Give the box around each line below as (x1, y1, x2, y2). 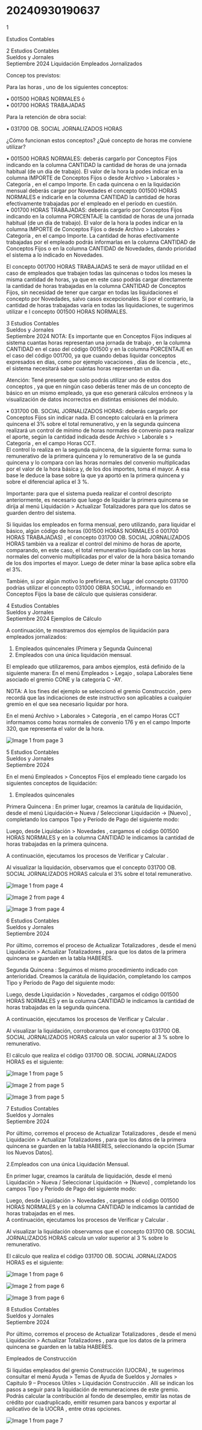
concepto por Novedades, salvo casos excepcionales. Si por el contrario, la (6, 295, 194, 302)
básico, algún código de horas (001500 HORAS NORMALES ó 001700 (6, 527, 179, 534)
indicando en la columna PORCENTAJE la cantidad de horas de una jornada (6, 212, 194, 220)
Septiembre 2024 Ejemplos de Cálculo (6, 615, 102, 622)
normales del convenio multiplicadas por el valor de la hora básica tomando (6, 553, 195, 560)
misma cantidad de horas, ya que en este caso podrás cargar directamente (6, 276, 193, 283)
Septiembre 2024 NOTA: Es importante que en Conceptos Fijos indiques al (6, 332, 192, 339)
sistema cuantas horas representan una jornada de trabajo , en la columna (6, 339, 191, 346)
